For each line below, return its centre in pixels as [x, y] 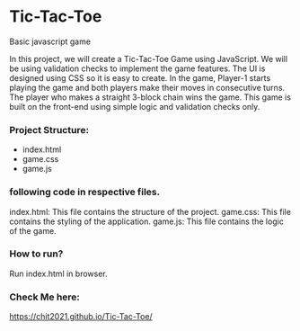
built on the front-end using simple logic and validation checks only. [135, 106]
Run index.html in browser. [58, 273]
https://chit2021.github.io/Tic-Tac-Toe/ [81, 317]
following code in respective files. [84, 192]
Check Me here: [45, 297]
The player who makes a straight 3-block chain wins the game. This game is [150, 97]
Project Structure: [49, 130]
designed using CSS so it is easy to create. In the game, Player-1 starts [140, 77]
